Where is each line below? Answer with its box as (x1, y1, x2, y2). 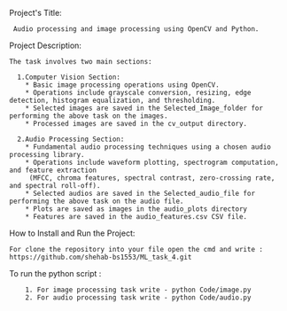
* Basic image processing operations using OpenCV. (25, 81, 220, 89)
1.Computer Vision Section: (17, 73, 121, 82)
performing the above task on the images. (9, 112, 168, 121)
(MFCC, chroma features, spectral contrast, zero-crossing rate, (28, 174, 275, 183)
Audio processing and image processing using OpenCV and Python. (12, 25, 260, 34)
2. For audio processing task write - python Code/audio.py (25, 293, 252, 302)
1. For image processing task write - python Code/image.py (25, 285, 252, 294)
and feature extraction (9, 166, 97, 175)
